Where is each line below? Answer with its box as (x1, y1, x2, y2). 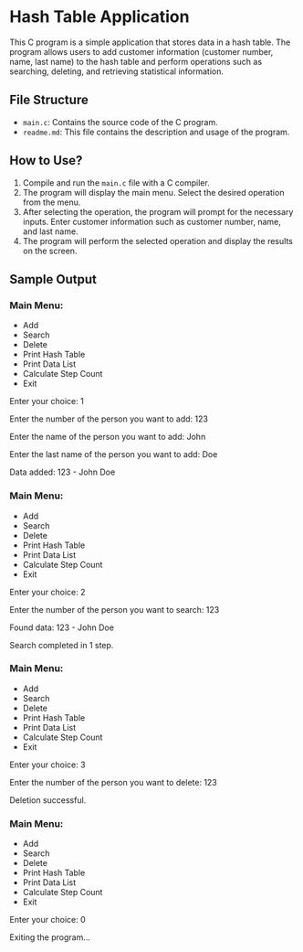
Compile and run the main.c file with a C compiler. (22, 176, 210, 188)
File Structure (9, 92, 89, 108)
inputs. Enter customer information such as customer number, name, (22, 216, 281, 227)
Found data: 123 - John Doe (9, 622, 114, 633)
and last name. (22, 226, 79, 237)
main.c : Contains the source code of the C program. (22, 116, 218, 127)
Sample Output (9, 272, 98, 287)
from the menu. (22, 197, 81, 208)
